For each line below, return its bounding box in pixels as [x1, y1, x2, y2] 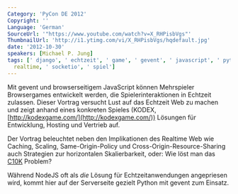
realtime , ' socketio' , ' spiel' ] [13, 63, 115, 70]
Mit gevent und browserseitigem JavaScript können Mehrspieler [7, 82, 195, 91]
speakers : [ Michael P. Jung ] [7, 50, 93, 58]
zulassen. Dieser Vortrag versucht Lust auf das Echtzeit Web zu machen [7, 97, 218, 107]
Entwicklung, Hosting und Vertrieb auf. [7, 120, 120, 129]
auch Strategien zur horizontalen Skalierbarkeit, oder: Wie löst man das [7, 149, 216, 158]
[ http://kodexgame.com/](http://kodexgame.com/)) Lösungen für [7, 113, 196, 122]
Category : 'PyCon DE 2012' [7, 10, 87, 18]
